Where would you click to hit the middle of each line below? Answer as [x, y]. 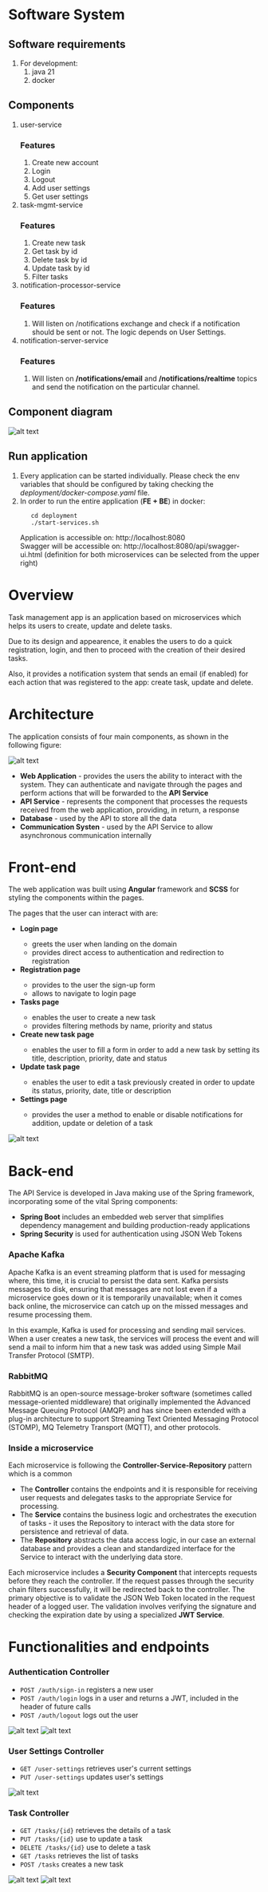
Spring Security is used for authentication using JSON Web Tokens [131, 1234]
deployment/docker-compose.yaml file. [85, 492]
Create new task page [57, 1034]
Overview [41, 595]
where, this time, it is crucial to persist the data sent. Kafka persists [118, 1280]
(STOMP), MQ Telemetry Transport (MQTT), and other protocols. [114, 1427]
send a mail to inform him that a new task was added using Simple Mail [125, 1347]
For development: [49, 63]
